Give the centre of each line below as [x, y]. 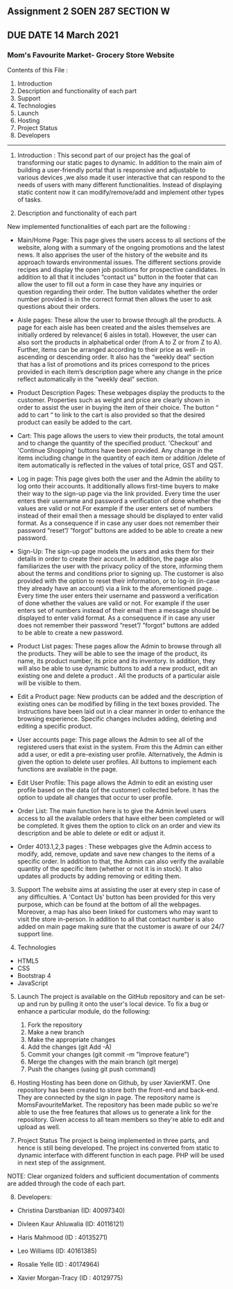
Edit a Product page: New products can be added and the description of [120, 697]
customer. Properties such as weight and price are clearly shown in [113, 400]
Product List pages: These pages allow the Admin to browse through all [119, 646]
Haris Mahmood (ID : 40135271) [62, 1238]
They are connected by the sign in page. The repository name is [109, 1098]
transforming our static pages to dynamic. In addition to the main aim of [120, 163]
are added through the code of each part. [67, 1184]
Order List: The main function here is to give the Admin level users [112, 811]
